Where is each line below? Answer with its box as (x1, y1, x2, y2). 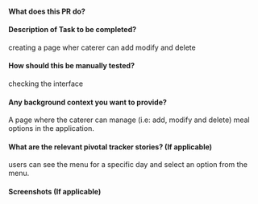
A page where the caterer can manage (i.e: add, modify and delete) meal (8, 115, 250, 124)
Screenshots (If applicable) (8, 187, 102, 196)
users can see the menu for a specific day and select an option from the (8, 160, 248, 169)
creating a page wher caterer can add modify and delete (8, 43, 196, 52)
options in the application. (8, 124, 94, 133)
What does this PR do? (8, 6, 86, 16)
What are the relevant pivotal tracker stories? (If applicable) (8, 141, 212, 152)
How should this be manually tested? (8, 61, 135, 71)
